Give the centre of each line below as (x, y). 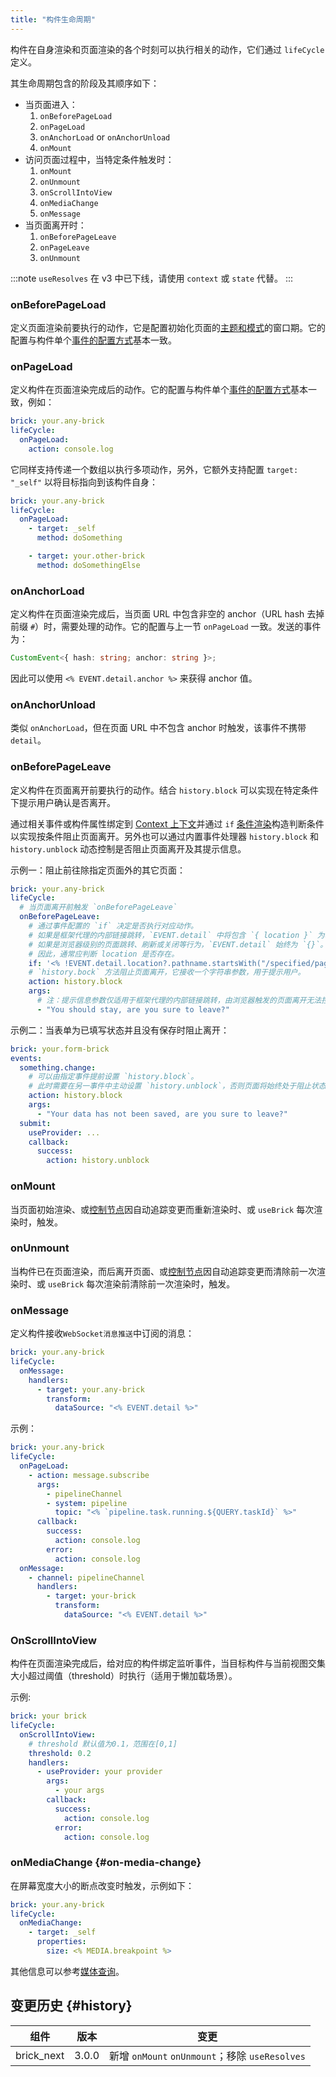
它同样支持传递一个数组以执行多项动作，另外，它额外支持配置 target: (154, 469)
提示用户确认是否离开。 (67, 802)
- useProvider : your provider (99, 1772)
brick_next (40, 2055)
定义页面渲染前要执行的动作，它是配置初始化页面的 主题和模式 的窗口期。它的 (168, 327)
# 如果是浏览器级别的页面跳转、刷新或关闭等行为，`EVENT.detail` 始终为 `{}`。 (178, 944)
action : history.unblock (98, 1161)
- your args (79, 1791)
